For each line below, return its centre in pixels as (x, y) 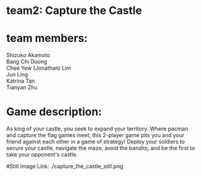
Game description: (54, 112)
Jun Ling (17, 75)
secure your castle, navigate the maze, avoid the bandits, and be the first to (101, 148)
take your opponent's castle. (42, 155)
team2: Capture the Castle (74, 11)
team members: (47, 39)
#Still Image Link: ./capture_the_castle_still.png (65, 166)
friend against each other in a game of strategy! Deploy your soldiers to (96, 142)
